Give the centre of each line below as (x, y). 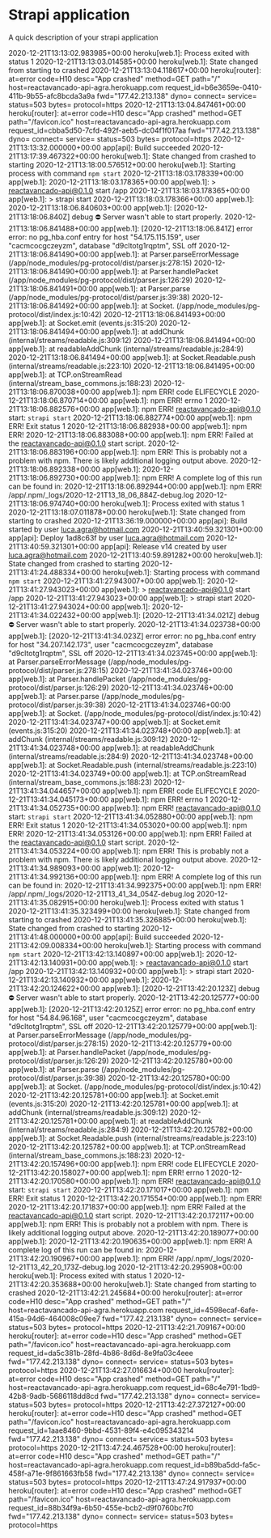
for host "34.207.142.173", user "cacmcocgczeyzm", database (111, 644)
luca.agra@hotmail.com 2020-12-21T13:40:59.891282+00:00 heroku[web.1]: (135, 555)
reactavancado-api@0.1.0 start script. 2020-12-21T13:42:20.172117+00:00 (131, 1215)
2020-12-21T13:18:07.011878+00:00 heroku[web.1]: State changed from (127, 512)
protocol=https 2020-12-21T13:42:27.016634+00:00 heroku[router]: (121, 1370)
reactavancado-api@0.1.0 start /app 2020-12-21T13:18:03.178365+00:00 (129, 190)
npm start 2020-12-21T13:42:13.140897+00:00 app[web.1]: (106, 954)
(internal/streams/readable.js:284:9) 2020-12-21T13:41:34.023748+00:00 (131, 756)
